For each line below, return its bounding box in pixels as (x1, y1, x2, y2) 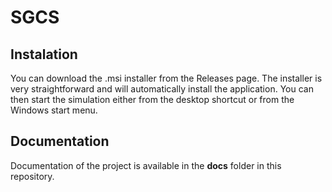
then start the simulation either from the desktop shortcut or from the (10, 94, 295, 105)
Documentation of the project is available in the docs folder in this (10, 159, 282, 171)
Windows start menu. (10, 104, 98, 116)
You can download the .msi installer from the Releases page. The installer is (10, 72, 323, 84)
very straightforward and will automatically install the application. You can (10, 83, 314, 95)
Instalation (10, 46, 78, 63)
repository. (10, 170, 55, 182)
